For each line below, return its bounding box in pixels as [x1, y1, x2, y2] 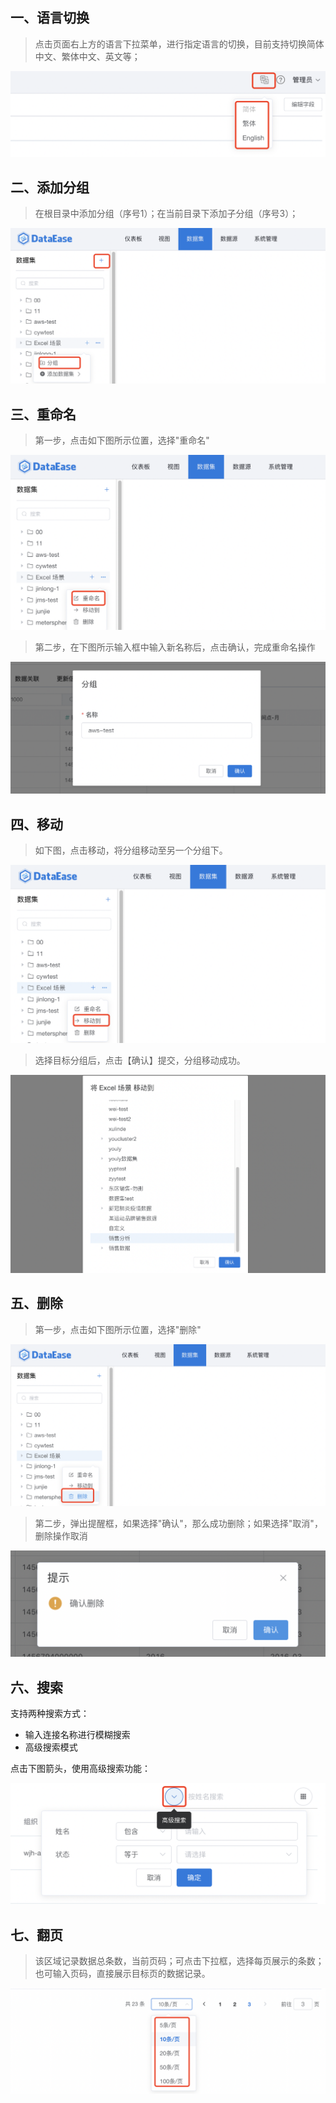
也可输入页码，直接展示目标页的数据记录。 [34, 1968, 211, 1980]
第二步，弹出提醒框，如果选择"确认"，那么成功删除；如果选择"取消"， [34, 1518, 323, 1530]
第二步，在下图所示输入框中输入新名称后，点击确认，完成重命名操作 [34, 641, 316, 653]
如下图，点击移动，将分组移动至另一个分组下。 [34, 844, 228, 857]
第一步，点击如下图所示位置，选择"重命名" [34, 434, 210, 447]
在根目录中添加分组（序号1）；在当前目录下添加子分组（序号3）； [34, 207, 299, 219]
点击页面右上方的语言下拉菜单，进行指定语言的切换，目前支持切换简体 [34, 38, 325, 50]
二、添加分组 [10, 179, 90, 196]
